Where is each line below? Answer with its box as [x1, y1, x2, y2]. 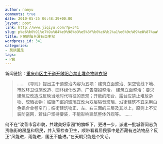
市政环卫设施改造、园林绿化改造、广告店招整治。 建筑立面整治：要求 [16, 87, 154, 93]
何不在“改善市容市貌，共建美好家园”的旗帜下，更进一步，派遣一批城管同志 [5, 122, 154, 128]
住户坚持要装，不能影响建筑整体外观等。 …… [42, 111, 132, 117]
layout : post [5, 20, 32, 26]
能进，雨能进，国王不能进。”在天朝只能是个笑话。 [15, 134, 113, 140]
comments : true [5, 12, 36, 16]
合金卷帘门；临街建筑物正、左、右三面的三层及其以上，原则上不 [25, 105, 153, 111]
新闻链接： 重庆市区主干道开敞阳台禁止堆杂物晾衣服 [5, 71, 107, 77]
